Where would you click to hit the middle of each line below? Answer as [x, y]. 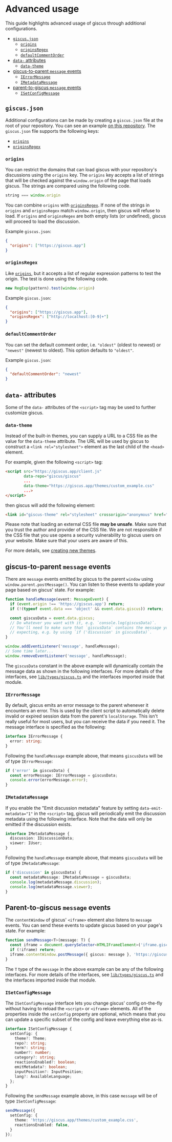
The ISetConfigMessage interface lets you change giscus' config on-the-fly [84, 1003]
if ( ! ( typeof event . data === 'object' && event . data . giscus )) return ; [87, 609]
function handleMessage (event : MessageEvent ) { [57, 599]
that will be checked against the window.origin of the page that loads [78, 180]
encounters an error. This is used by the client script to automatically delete [85, 711]
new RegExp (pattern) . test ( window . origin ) [50, 288]
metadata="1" [19, 814]
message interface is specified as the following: [56, 727]
